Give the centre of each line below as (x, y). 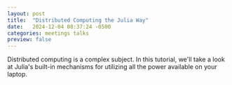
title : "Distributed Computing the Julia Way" (78, 20)
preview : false (29, 40)
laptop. (18, 75)
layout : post (26, 14)
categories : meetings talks (48, 33)
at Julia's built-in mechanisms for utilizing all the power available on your (112, 67)
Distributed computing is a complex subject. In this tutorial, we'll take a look (116, 59)
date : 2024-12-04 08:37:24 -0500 (59, 26)
